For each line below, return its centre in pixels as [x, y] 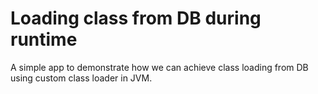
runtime [44, 39]
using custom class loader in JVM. [81, 78]
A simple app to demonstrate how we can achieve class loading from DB [159, 67]
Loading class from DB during [136, 18]
